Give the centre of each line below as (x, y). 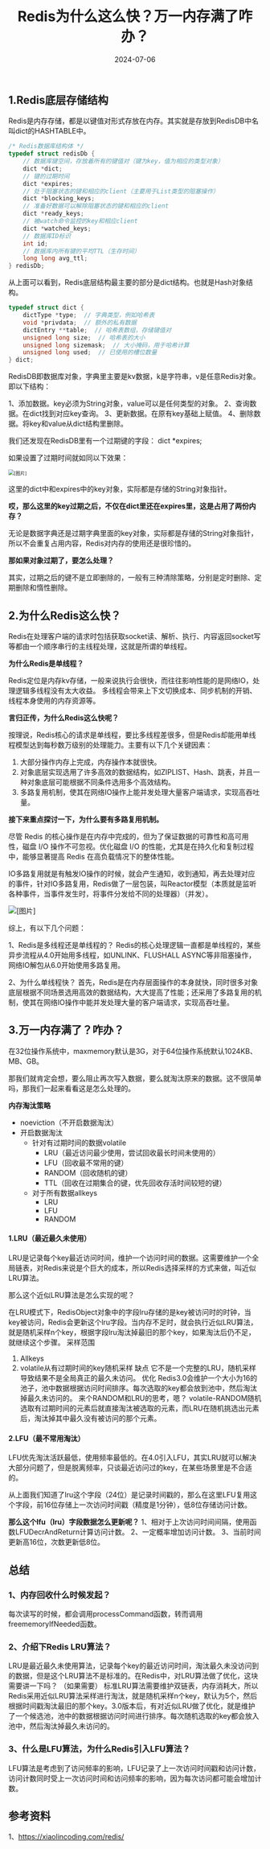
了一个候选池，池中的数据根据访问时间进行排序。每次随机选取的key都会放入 (134, 1716)
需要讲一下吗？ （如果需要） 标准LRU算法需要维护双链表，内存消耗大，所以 (133, 1686)
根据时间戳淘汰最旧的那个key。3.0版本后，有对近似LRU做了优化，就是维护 (132, 1706)
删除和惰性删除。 (43, 587)
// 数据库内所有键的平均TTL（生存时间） (82, 251)
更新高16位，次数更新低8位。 (57, 1542)
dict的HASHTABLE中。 (53, 131)
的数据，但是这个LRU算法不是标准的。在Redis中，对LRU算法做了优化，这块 (133, 1676)
